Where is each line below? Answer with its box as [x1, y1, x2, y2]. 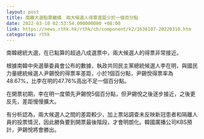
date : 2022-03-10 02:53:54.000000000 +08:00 [6, 20, 121, 26]
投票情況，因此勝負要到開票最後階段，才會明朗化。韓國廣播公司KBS [16, 118, 187, 126]
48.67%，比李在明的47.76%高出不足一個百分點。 [6, 77, 130, 85]
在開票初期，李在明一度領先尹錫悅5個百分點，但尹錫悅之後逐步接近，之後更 [6, 90, 196, 98]
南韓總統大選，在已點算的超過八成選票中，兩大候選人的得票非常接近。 [6, 49, 182, 57]
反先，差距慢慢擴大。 [6, 98, 59, 105]
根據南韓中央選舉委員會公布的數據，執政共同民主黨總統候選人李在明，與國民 [6, 62, 198, 69]
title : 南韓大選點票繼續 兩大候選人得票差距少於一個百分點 [6, 15, 138, 21]
